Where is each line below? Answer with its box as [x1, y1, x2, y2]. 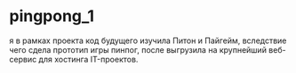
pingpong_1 [9, 6, 95, 26]
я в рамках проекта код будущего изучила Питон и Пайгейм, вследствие [9, 35, 287, 46]
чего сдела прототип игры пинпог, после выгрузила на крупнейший [9, 44, 267, 55]
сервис [9, 54, 37, 64]
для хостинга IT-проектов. [38, 54, 139, 64]
